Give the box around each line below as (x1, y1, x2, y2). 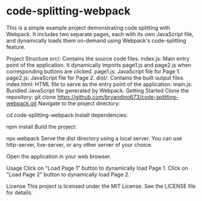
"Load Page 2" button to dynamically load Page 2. (6, 170, 130, 178)
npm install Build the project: (6, 123, 77, 130)
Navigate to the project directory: (38, 99, 120, 107)
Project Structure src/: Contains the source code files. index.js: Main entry (6, 55, 190, 62)
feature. (6, 43, 26, 51)
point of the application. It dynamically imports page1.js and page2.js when (6, 61, 192, 69)
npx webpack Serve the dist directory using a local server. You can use (6, 134, 182, 142)
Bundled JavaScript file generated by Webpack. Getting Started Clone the (6, 87, 189, 94)
